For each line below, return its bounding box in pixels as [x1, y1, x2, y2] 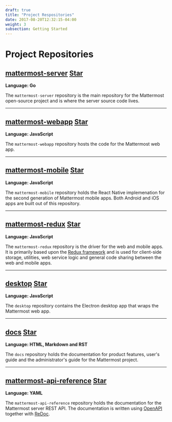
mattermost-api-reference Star [5, 376, 107, 385]
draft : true [5, 7, 31, 13]
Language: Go [5, 82, 36, 88]
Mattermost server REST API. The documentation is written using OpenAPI [5, 405, 163, 411]
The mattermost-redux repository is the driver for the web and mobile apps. [5, 243, 164, 250]
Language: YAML [5, 390, 43, 396]
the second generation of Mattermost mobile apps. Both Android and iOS [5, 195, 160, 201]
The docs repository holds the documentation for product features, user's [5, 351, 160, 358]
